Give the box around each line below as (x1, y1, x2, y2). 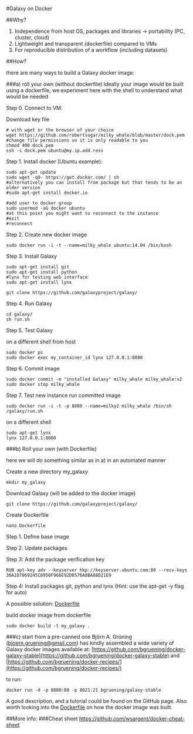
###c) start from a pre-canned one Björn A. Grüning (6, 634, 132, 640)
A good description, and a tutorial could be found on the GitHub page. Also (6, 698, 187, 704)
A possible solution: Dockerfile (6, 600, 80, 607)
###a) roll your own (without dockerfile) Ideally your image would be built (6, 80, 184, 87)
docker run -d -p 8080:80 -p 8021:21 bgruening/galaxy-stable (6, 687, 161, 693)
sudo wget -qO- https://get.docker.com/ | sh (6, 174, 119, 180)
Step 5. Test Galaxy (6, 327, 53, 334)
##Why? (6, 16, 26, 23)
